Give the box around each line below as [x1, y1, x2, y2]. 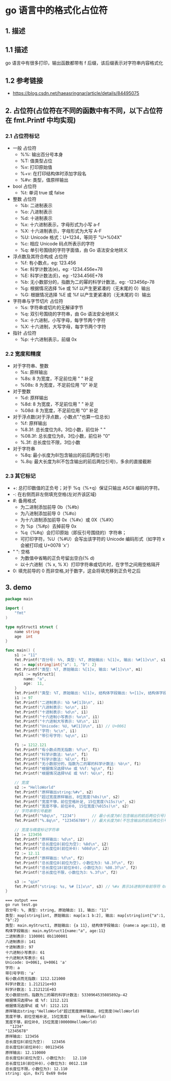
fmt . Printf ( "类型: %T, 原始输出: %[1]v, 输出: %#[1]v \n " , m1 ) [14, 667, 143, 672]
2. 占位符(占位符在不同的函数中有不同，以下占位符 [5, 106, 163, 115]
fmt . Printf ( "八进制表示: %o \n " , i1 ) [14, 705, 88, 710]
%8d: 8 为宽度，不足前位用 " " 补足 [20, 401, 94, 407]
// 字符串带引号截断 [14, 809, 52, 814]
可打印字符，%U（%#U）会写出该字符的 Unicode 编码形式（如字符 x [20, 536, 165, 542]
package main [5, 596, 33, 602]
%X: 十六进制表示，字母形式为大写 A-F [20, 228, 102, 234]
